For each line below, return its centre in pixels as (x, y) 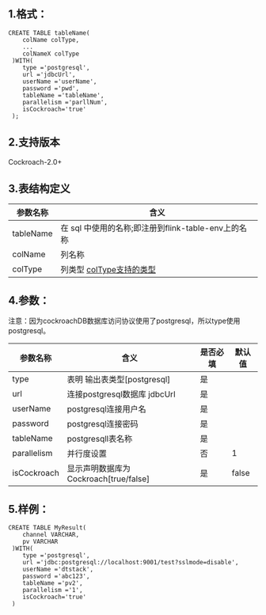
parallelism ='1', (53, 590)
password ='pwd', (51, 88)
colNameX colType (51, 54)
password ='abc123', (56, 576)
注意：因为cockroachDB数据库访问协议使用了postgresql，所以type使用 (124, 321)
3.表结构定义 (40, 189)
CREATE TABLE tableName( (49, 33)
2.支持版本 (34, 142)
